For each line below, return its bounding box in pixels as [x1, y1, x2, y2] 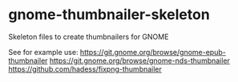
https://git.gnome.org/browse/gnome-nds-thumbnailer [49, 56, 231, 65]
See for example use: [8, 47, 79, 57]
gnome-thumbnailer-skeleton [8, 6, 210, 24]
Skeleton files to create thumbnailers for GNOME [8, 32, 169, 41]
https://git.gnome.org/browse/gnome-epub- [79, 47, 226, 57]
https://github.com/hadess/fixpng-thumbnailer [8, 64, 163, 73]
